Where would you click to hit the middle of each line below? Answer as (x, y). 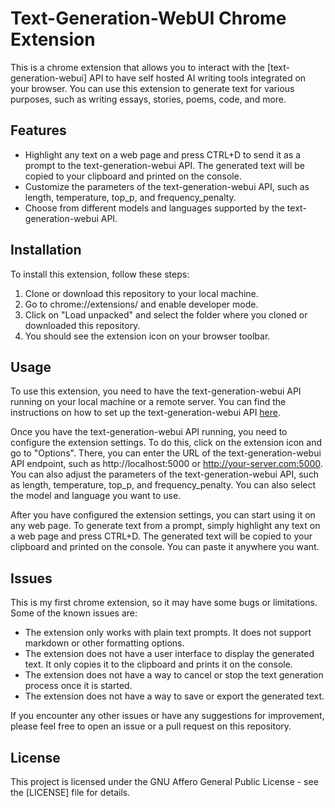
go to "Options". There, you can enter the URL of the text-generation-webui (166, 453)
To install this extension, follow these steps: (100, 274)
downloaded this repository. (82, 325)
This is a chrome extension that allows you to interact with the (138, 67)
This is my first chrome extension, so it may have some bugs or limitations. (164, 603)
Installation (46, 250)
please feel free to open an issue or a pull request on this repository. (151, 726)
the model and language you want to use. (96, 496)
